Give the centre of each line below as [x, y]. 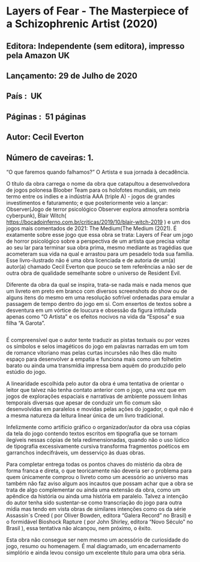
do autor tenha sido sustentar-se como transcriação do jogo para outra [94, 502]
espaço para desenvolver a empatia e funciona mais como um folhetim [94, 359]
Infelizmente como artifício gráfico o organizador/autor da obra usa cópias [98, 427]
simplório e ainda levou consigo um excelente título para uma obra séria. [96, 552]
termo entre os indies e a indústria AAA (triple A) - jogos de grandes [91, 196]
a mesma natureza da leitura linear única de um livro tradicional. [85, 415]
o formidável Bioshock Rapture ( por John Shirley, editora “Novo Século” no [100, 522]
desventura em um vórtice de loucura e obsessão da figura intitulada [92, 310]
